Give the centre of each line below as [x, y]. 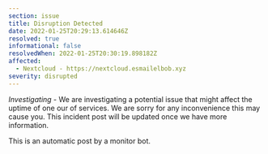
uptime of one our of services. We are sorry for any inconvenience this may [134, 108]
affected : [25, 62]
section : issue [34, 16]
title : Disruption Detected [56, 24]
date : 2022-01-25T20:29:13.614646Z [68, 31]
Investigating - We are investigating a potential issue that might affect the [130, 99]
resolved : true [34, 38]
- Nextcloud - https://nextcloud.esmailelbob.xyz [101, 69]
